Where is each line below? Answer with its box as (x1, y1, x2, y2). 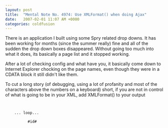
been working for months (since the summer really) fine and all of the (5, 41, 148, 47)
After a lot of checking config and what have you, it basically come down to (5, 61, 161, 67)
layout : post (5, 7, 33, 13)
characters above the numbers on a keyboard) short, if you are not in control (5, 86, 163, 93)
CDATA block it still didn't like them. (5, 71, 79, 78)
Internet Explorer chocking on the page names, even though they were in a (5, 66, 159, 72)
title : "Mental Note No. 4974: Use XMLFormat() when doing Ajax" (5, 12, 147, 17)
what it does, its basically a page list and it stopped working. (5, 51, 130, 57)
